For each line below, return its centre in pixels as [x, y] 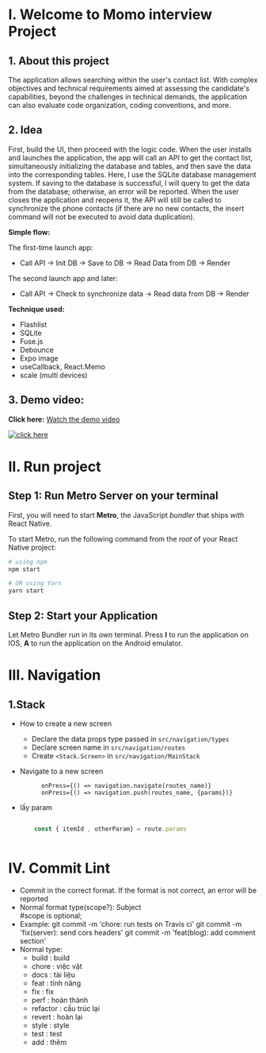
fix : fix [42, 991]
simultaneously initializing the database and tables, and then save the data [129, 166]
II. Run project [55, 467]
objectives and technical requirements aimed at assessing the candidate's [129, 88]
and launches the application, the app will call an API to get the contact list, [131, 157]
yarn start [26, 591]
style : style [50, 1025]
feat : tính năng [56, 983]
